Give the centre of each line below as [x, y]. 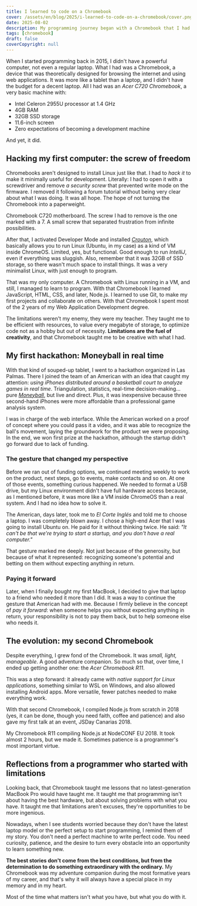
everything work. [27, 698]
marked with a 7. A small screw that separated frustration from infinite [90, 222]
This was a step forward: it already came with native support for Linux [91, 679]
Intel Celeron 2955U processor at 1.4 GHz [65, 104]
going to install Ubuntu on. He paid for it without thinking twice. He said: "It [96, 527]
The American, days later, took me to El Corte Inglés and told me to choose [97, 514]
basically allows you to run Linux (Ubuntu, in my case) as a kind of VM [91, 245]
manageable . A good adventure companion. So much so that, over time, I [95, 661]
